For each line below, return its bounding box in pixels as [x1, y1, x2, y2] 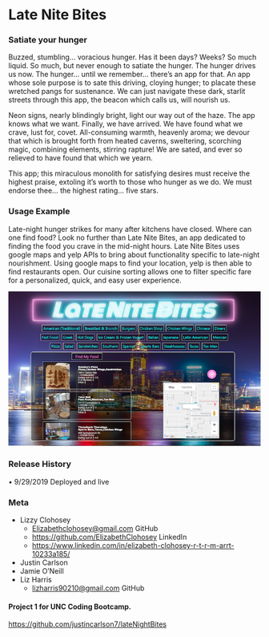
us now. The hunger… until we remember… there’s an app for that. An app [8, 70, 251, 79]
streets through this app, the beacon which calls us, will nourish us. [8, 95, 231, 105]
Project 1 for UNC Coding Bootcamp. [8, 602, 132, 611]
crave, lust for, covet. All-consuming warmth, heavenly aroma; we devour [8, 128, 251, 137]
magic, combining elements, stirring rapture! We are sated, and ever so [8, 144, 243, 154]
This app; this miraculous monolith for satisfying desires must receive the [8, 168, 251, 178]
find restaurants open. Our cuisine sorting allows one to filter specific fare [8, 266, 252, 276]
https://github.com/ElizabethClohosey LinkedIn [31, 532, 187, 542]
